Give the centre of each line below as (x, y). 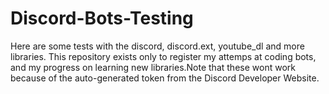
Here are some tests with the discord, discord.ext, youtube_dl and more (157, 46)
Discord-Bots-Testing (102, 18)
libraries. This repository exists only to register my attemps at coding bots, (163, 56)
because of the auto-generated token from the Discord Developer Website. (165, 78)
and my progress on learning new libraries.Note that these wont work (153, 67)
